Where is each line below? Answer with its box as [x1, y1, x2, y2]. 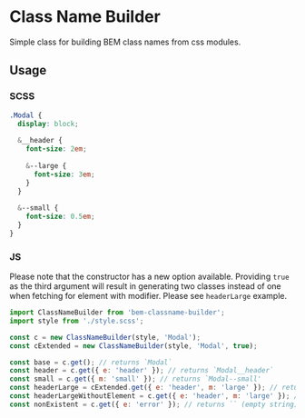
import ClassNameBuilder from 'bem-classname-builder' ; [9, 308, 225, 317]
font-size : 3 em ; [33, 170, 95, 179]
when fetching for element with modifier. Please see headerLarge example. [9, 291, 288, 302]
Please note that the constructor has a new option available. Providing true [9, 271, 290, 283]
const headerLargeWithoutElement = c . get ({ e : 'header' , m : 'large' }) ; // [9, 392, 302, 401]
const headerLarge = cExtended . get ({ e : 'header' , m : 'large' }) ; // [9, 383, 279, 393]
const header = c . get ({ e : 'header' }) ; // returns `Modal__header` [9, 366, 274, 375]
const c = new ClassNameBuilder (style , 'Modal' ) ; [9, 333, 202, 342]
